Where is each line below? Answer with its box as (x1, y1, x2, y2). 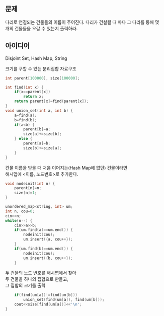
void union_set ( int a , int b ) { (5, 108, 73, 113)
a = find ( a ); (14, 113, 37, 118)
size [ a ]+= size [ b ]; (23, 131, 62, 137)
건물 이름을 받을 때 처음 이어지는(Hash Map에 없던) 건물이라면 (5, 165, 128, 171)
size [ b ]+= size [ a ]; (23, 145, 62, 150)
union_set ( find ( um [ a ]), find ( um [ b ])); (23, 297, 105, 302)
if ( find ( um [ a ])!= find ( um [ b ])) (14, 292, 78, 298)
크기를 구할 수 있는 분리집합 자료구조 (5, 65, 76, 71)
